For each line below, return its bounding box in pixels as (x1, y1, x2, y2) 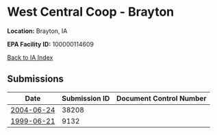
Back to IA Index (7, 53, 53, 62)
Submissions (7, 73, 64, 85)
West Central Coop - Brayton (7, 4, 175, 20)
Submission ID (61, 93, 110, 103)
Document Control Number (116, 93, 207, 103)
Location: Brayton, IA (7, 27, 68, 35)
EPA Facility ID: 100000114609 (7, 40, 94, 48)
